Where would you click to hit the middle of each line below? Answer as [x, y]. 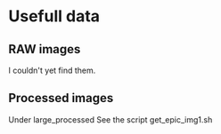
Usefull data [54, 16]
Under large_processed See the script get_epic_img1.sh [110, 119]
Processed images [61, 98]
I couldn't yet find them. [52, 70]
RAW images [45, 49]
